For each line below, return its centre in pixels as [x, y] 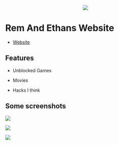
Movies [20, 80]
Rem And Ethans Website [60, 28]
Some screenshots [36, 106]
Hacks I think [26, 90]
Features [20, 58]
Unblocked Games [32, 70]
